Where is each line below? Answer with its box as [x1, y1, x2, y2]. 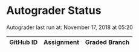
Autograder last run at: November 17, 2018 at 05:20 [6, 24, 133, 31]
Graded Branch [85, 37, 130, 46]
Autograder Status [6, 4, 102, 18]
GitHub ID [9, 37, 38, 46]
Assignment [43, 37, 80, 46]
